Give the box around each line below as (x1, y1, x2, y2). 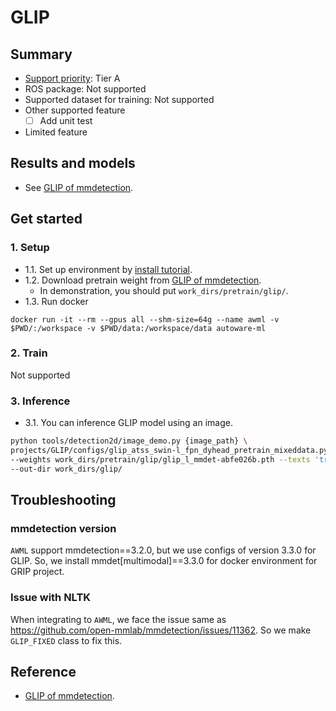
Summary (10, 46, 73, 63)
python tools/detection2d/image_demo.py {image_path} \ (10, 436, 248, 446)
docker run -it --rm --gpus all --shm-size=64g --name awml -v (10, 314, 280, 325)
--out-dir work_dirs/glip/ (10, 464, 123, 474)
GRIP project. (10, 566, 65, 578)
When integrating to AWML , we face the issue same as (10, 613, 227, 625)
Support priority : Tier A (24, 72, 121, 84)
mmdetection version (10, 521, 117, 535)
